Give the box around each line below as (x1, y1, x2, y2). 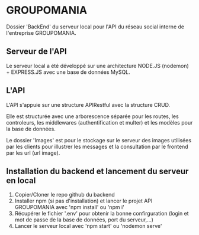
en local (6, 175, 36, 185)
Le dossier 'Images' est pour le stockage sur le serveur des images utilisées (6, 136, 191, 143)
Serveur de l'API (6, 47, 67, 57)
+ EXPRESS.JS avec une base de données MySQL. (6, 68, 130, 76)
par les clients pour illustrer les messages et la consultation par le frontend (6, 143, 188, 150)
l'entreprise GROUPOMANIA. (6, 29, 76, 36)
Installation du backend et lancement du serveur (6, 166, 189, 176)
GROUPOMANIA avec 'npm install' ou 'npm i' (14, 204, 124, 211)
